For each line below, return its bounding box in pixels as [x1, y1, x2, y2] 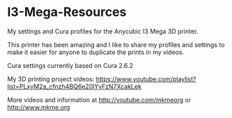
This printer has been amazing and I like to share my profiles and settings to [7, 40, 225, 49]
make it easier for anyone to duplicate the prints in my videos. [7, 48, 185, 56]
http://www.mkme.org [7, 103, 70, 111]
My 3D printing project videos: [7, 74, 95, 83]
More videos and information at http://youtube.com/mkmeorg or [7, 95, 192, 104]
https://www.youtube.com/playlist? [95, 74, 196, 83]
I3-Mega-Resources [7, 4, 127, 20]
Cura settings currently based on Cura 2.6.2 [7, 61, 134, 69]
